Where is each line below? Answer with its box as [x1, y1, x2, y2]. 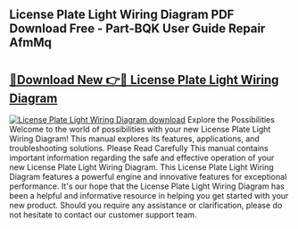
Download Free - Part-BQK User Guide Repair [9, 21, 266, 37]
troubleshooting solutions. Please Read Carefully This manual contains [9, 143, 269, 153]
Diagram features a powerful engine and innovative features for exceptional [9, 172, 287, 182]
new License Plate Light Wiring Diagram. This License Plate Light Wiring [9, 162, 274, 173]
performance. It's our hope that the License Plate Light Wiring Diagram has [9, 181, 286, 191]
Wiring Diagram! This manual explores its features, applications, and [9, 133, 261, 144]
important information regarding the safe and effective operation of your [9, 152, 275, 163]
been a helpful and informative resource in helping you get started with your [9, 191, 289, 200]
